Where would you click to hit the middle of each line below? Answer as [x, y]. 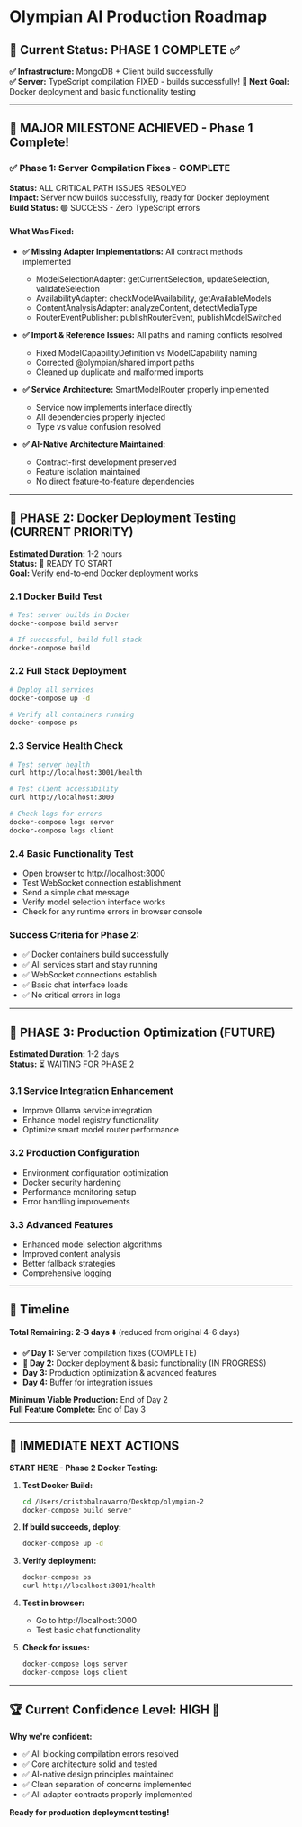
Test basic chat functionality [88, 1630]
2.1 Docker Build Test [56, 596]
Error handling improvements [76, 1201]
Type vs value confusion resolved [98, 426]
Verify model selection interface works [94, 902]
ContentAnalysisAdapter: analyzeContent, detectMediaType [147, 307]
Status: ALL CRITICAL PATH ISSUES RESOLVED [98, 187]
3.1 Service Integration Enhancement [91, 1091]
